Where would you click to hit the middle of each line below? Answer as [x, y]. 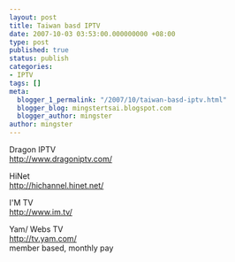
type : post [29, 42]
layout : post [33, 17]
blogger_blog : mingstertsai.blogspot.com [95, 108]
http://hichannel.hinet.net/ [57, 185]
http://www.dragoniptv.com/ [61, 159]
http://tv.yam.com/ [43, 239]
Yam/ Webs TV [36, 229]
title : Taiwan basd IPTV [55, 26]
